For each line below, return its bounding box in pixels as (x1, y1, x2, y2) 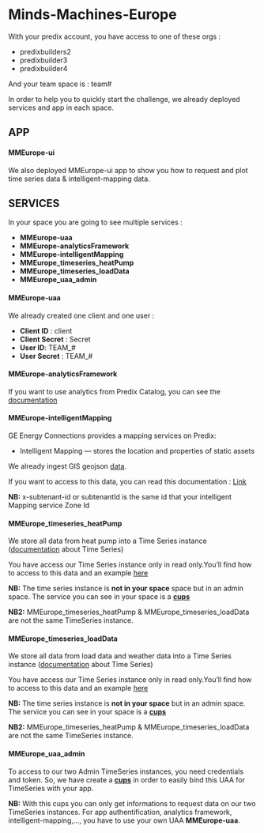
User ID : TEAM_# (19, 342, 77, 352)
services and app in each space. (8, 103, 115, 112)
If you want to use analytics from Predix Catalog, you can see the (8, 386, 221, 396)
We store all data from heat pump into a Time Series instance (8, 536, 207, 546)
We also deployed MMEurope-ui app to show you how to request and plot (8, 165, 248, 175)
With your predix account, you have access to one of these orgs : (8, 32, 221, 41)
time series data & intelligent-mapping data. (8, 174, 150, 183)
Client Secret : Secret (19, 334, 91, 344)
